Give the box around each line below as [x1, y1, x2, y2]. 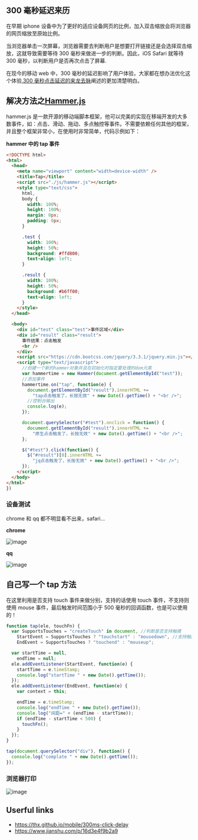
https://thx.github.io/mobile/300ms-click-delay [14, 821, 128, 828]
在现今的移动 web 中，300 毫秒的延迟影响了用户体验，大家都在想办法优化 [6, 70, 186, 77]
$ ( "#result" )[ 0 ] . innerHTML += [27, 452, 101, 458]
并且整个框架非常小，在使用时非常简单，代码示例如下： [6, 128, 140, 135]
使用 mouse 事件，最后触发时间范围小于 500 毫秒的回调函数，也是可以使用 [6, 604, 188, 611]
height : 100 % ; [27, 207, 62, 213]
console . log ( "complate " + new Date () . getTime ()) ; [11, 754, 138, 760]
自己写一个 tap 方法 [6, 579, 77, 590]
